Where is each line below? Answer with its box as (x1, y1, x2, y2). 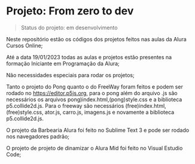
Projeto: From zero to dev (6, 4, 134, 18)
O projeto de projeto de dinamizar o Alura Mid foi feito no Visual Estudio (6, 144, 183, 151)
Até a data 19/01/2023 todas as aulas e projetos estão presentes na (6, 53, 172, 60)
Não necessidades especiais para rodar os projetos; (6, 71, 135, 78)
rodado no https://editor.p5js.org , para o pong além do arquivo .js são (6, 89, 178, 96)
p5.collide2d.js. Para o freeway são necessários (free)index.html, (6, 102, 166, 109)
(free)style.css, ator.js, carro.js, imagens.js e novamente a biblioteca (6, 108, 175, 116)
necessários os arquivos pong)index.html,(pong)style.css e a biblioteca (6, 96, 182, 103)
